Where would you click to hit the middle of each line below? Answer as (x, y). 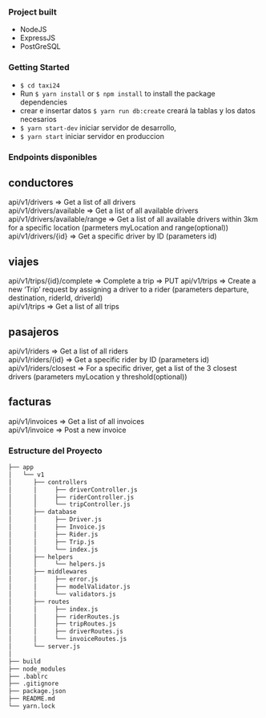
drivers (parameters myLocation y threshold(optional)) (98, 377)
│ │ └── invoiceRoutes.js (68, 639)
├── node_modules (37, 669)
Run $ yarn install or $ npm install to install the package (117, 93)
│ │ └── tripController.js (69, 504)
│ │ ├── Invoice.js (57, 527)
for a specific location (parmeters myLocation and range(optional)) (119, 228)
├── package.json (37, 691)
